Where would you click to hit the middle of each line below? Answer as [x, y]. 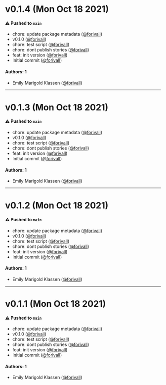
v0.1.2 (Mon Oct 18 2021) [57, 206]
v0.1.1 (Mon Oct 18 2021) [56, 304]
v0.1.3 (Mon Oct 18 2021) [57, 107]
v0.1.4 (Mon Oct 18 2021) [57, 9]
